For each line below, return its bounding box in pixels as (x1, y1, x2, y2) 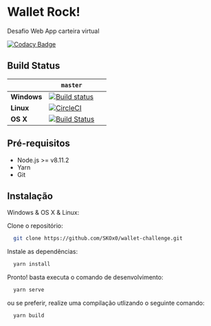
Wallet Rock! (7, 4, 80, 20)
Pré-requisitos (7, 138, 71, 150)
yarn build (13, 312, 45, 319)
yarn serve (13, 286, 45, 294)
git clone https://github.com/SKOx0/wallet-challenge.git (13, 235, 184, 242)
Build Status (7, 60, 60, 72)
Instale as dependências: (7, 248, 78, 256)
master (60, 81, 82, 89)
